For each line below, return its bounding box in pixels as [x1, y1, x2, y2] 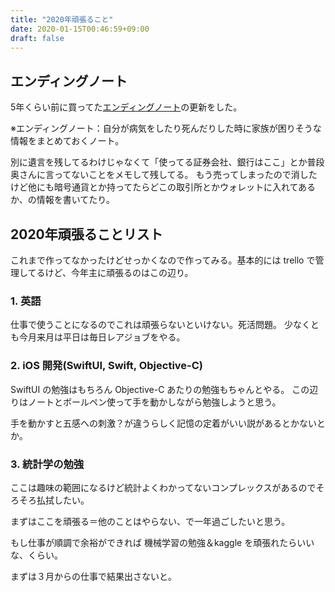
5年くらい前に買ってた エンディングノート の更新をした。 [10, 101, 243, 113]
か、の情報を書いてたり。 [10, 194, 116, 206]
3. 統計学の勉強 [10, 457, 85, 471]
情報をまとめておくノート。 [10, 135, 125, 147]
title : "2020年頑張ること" [10, 14, 114, 25]
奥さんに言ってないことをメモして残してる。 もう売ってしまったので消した [10, 169, 318, 181]
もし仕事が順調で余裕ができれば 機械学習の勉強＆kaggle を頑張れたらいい [10, 536, 315, 548]
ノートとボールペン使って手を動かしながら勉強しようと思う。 [27, 396, 282, 408]
